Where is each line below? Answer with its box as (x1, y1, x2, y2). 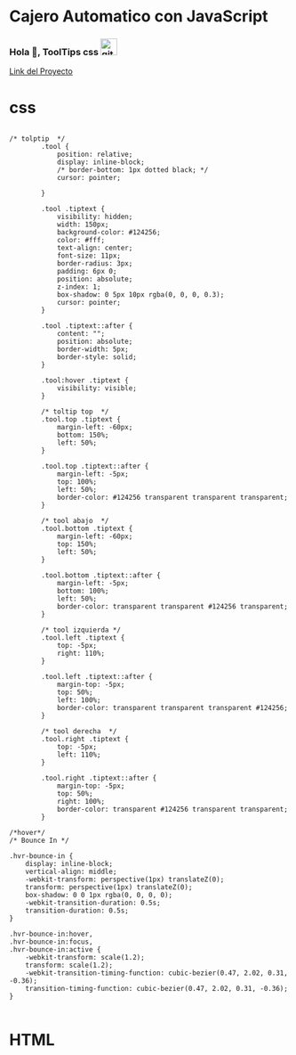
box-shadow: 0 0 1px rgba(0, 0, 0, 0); (25, 891, 173, 900)
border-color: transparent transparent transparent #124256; (56, 704, 289, 713)
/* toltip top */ (41, 407, 109, 416)
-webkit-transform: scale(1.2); (25, 953, 145, 962)
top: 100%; (56, 478, 98, 487)
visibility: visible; (56, 384, 138, 393)
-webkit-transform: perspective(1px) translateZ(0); (25, 875, 225, 884)
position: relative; (56, 150, 133, 159)
